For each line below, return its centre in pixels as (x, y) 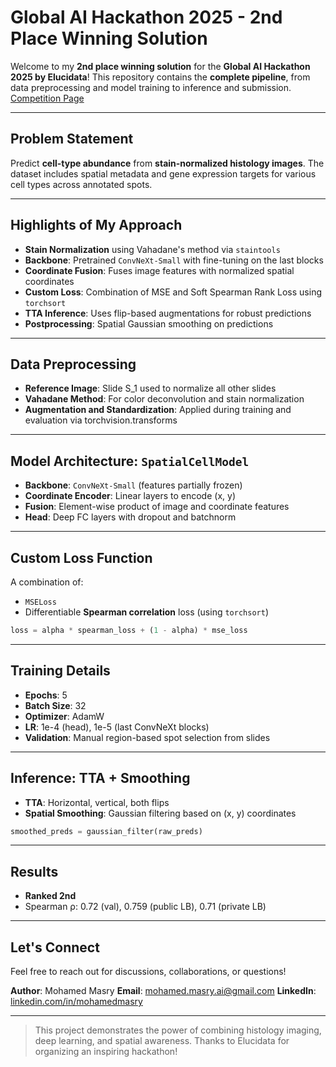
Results (34, 871)
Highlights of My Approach (96, 225)
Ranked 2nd (50, 896)
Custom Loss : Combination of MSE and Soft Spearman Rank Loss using (173, 292)
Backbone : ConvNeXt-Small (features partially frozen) (133, 485)
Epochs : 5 (46, 695)
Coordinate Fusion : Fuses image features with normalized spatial (159, 270)
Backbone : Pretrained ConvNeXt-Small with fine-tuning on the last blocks (174, 260)
